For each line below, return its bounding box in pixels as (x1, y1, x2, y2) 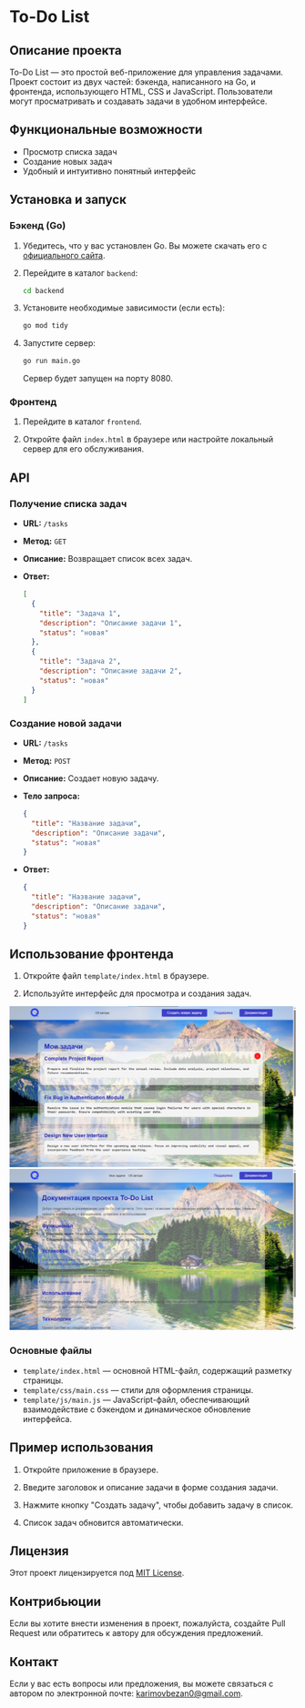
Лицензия (9, 1543, 69, 1559)
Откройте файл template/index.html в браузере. (22, 971, 209, 981)
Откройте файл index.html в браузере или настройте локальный (22, 434, 274, 445)
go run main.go (22, 357, 81, 366)
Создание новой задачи (9, 717, 122, 729)
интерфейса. (22, 1413, 73, 1424)
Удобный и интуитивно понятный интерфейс (22, 166, 197, 177)
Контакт (9, 1654, 59, 1670)
